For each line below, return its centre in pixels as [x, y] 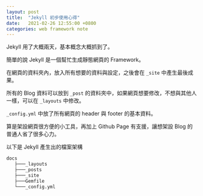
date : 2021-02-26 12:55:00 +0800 [51, 23]
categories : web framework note [47, 29]
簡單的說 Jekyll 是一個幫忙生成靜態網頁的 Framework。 [75, 60]
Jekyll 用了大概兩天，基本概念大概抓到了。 [60, 47]
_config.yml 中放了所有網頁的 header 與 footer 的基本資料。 [81, 113]
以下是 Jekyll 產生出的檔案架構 [45, 147]
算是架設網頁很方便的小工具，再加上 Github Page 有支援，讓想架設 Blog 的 [100, 127]
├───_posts [28, 170]
